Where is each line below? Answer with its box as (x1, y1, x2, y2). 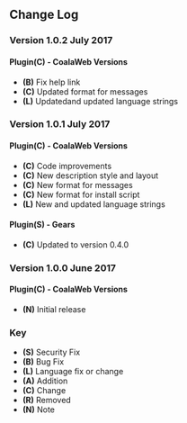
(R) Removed (22, 395, 72, 406)
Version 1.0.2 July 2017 (9, 34, 113, 47)
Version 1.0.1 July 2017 (9, 118, 111, 130)
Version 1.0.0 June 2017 (9, 261, 117, 274)
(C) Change (22, 385, 67, 396)
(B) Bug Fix (22, 356, 65, 367)
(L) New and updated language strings (22, 198, 166, 210)
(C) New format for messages (22, 179, 133, 190)
